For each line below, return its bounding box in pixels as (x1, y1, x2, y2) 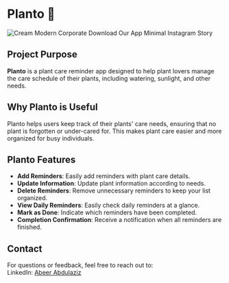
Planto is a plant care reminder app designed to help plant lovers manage (7, 66, 215, 75)
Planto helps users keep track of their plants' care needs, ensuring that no (7, 119, 217, 127)
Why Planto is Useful (7, 101, 98, 113)
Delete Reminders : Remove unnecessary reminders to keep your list (16, 186, 211, 195)
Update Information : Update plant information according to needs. (16, 180, 206, 188)
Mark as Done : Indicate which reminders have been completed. (16, 208, 197, 217)
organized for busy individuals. (7, 134, 95, 143)
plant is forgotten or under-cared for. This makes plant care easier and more (7, 127, 222, 135)
